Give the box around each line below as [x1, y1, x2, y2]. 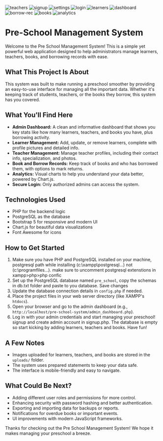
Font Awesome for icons [12, 229, 61, 235]
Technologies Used [5, 195, 65, 204]
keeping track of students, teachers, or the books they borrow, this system [5, 91, 156, 97]
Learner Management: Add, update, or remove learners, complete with [12, 139, 157, 145]
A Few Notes [5, 339, 45, 347]
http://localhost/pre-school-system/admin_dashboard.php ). [12, 309, 134, 315]
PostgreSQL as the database [12, 214, 70, 220]
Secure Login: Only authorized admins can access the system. [12, 181, 140, 187]
